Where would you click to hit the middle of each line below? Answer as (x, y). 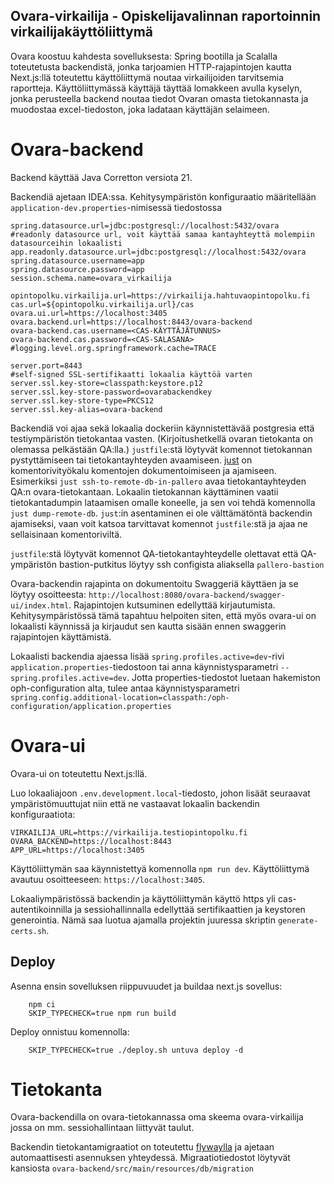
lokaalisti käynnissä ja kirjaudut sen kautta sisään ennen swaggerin (148, 626)
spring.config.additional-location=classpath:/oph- (120, 697)
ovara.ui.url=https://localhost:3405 (89, 313)
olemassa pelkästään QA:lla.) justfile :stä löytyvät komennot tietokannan (161, 449)
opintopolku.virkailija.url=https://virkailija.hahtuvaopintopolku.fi (160, 295)
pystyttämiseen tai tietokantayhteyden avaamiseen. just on (131, 460)
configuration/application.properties (91, 706)
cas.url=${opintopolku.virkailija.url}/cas (102, 304)
